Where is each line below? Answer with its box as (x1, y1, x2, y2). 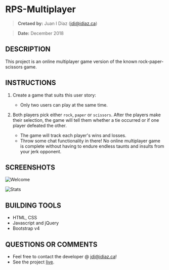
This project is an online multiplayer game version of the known (5, 58, 138, 64)
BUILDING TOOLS (5, 201, 62, 210)
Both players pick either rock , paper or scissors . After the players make (12, 112, 161, 118)
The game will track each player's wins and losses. (20, 132, 126, 138)
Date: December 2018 (17, 30, 64, 36)
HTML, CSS (12, 215, 37, 221)
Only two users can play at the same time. (20, 102, 108, 108)
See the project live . (12, 259, 55, 265)
